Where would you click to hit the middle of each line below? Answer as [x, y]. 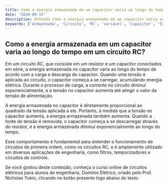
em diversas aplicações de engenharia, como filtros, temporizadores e [78, 152]
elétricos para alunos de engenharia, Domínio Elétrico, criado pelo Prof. [79, 172]
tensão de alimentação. [29, 96]
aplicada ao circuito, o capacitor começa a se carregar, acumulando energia [84, 80]
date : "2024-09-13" [25, 14]
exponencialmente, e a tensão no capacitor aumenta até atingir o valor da [81, 90]
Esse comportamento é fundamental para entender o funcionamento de [79, 142]
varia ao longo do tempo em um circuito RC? [75, 52]
